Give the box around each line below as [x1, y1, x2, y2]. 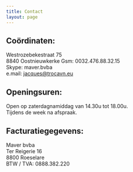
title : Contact [6, 8, 43, 15]
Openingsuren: [6, 87, 63, 97]
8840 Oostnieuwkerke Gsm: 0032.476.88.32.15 [6, 58, 120, 65]
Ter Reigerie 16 [6, 147, 42, 154]
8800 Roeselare [6, 154, 45, 161]
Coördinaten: [6, 36, 56, 46]
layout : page [6, 14, 38, 20]
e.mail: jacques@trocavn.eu [6, 70, 73, 77]
